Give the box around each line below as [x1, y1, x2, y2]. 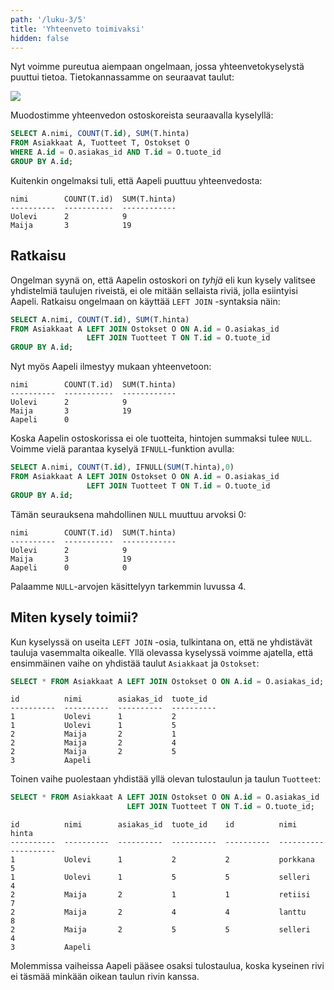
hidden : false [10, 33, 70, 43]
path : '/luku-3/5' [10, 14, 87, 25]
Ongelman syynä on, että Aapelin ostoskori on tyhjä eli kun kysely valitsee [10, 274, 316, 286]
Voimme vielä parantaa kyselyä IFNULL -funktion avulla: [10, 443, 235, 455]
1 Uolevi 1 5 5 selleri [10, 872, 311, 883]
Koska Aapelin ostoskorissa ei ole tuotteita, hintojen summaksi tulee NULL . [10, 432, 313, 445]
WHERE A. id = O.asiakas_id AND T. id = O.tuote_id [10, 147, 222, 158]
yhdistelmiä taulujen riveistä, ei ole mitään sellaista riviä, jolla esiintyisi [10, 284, 298, 296]
